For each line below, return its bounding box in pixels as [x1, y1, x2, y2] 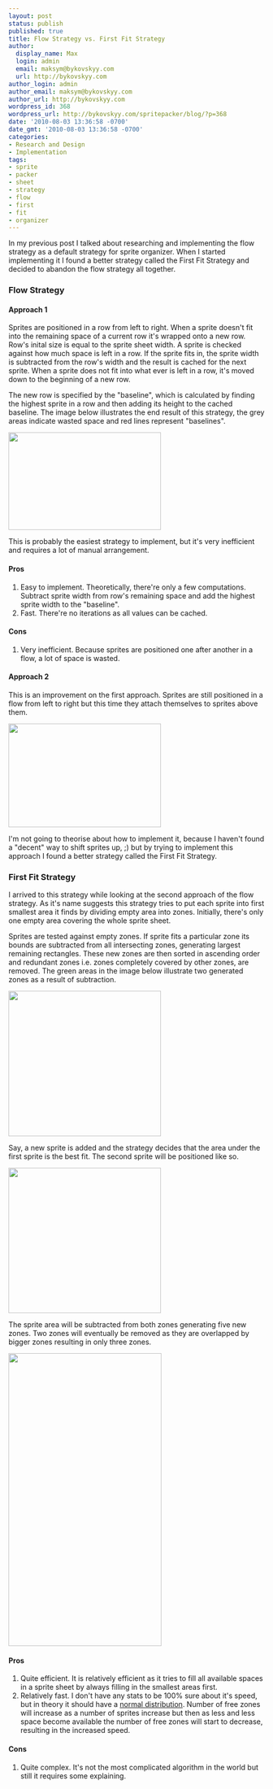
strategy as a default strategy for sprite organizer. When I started [8, 247, 226, 257]
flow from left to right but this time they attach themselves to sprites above [8, 699, 258, 708]
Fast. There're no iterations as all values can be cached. [19, 607, 208, 618]
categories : [8, 133, 49, 141]
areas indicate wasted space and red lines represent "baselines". [8, 416, 226, 426]
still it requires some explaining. [19, 1770, 127, 1781]
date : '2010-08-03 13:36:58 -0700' [8, 118, 129, 126]
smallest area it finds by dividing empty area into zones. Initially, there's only [8, 908, 264, 917]
